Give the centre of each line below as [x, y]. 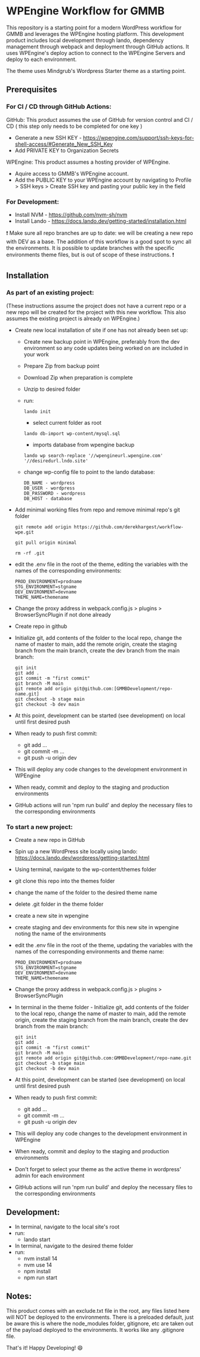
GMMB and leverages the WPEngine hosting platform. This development [95, 33]
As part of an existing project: [50, 293]
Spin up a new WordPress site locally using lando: [76, 851]
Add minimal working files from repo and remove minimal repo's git [97, 510]
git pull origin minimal [46, 543]
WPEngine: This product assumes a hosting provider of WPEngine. [88, 162]
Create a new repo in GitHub [50, 840]
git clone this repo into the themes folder [65, 881]
